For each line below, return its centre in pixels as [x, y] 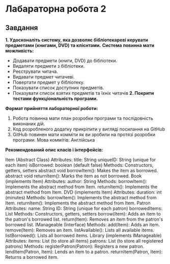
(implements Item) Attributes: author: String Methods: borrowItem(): [76, 181]
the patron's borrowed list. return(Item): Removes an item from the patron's [84, 219]
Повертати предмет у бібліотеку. [49, 82]
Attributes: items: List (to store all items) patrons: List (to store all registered [84, 241]
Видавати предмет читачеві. [44, 77]
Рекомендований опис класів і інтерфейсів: [54, 150]
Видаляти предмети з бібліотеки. [49, 66]
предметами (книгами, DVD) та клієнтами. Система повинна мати [80, 45]
